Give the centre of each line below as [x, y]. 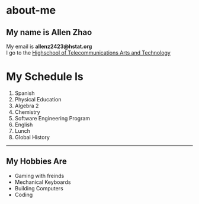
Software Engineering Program [52, 118]
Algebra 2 [27, 106]
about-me [31, 10]
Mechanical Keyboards [43, 182]
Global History [32, 137]
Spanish [25, 93]
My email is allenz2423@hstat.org [49, 46]
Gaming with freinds [39, 176]
